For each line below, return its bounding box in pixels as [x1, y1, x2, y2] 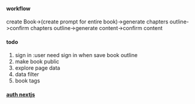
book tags [14, 77, 40, 84]
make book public [14, 58, 60, 66]
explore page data [14, 64, 60, 72]
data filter [14, 71, 39, 78]
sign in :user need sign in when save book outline [14, 52, 138, 59]
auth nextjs [6, 91, 35, 98]
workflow [6, 5, 31, 12]
